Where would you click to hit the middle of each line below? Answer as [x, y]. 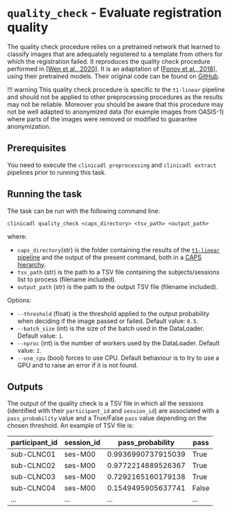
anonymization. [29, 126]
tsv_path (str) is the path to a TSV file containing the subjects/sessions [118, 272]
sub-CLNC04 [33, 488]
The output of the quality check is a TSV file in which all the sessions [106, 403]
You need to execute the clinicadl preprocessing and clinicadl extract [112, 165]
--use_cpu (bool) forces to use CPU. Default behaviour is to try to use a [118, 358]
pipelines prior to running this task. [57, 172]
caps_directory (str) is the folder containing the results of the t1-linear [118, 250]
